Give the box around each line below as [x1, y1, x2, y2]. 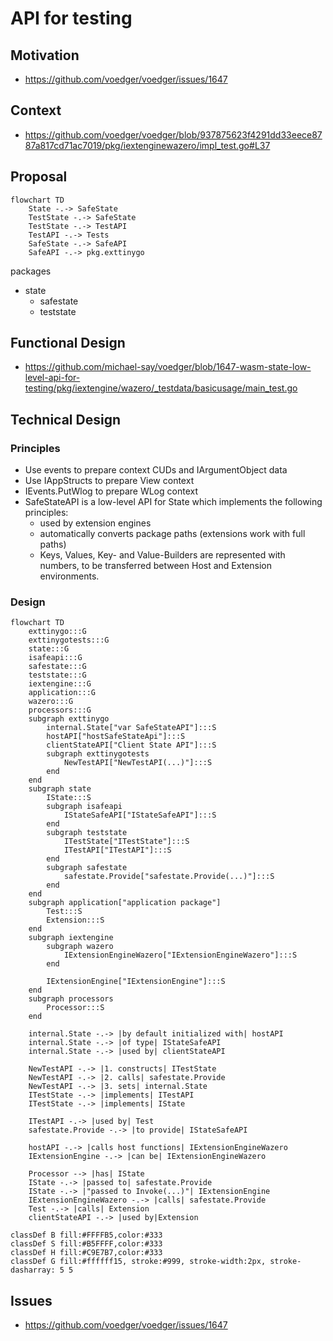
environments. [39, 570, 100, 582]
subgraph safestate [46, 863, 128, 873]
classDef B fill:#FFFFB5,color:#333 [10, 1230, 163, 1241]
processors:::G [28, 705, 92, 716]
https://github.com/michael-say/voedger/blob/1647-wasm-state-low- [24, 361, 312, 373]
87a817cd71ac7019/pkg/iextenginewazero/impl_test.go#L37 [24, 139, 271, 151]
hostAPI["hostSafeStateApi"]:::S [46, 732, 186, 742]
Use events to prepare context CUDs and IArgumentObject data [24, 464, 288, 476]
